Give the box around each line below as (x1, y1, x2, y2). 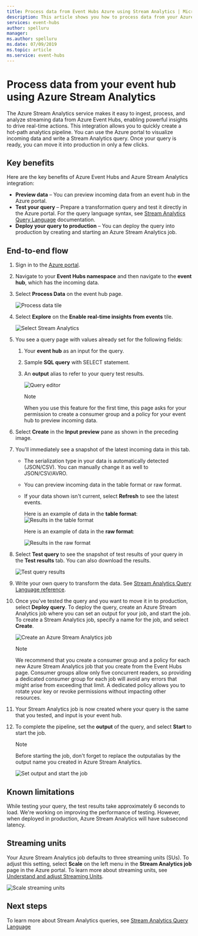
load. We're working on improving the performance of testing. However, (6, 809, 181, 815)
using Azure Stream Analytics (6, 90, 156, 104)
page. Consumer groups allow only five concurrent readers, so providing (15, 669, 192, 677)
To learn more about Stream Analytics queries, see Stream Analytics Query (6, 917, 189, 924)
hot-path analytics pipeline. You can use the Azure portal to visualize (6, 128, 173, 135)
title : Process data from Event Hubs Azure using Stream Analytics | (6, 8, 181, 15)
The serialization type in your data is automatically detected (24, 457, 169, 465)
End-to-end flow (6, 245, 69, 256)
